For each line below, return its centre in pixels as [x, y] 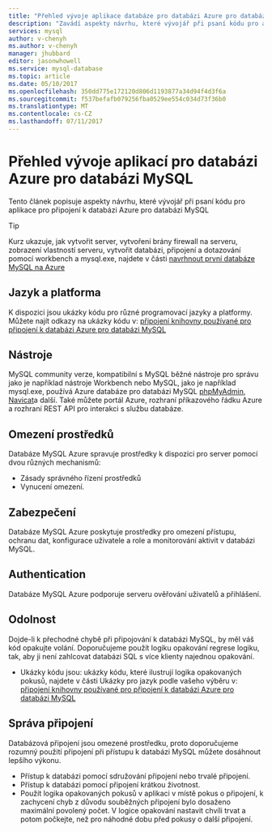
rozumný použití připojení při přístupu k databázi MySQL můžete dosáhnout [134, 752]
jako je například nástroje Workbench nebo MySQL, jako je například [122, 383]
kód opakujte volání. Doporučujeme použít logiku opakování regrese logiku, [134, 648]
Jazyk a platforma [55, 293]
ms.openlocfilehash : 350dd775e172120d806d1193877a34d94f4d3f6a [117, 91]
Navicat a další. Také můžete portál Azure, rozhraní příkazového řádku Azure [136, 400]
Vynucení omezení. [52, 487]
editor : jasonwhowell [45, 62]
